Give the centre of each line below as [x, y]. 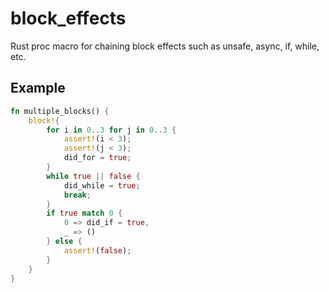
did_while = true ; [102, 185]
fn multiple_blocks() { [60, 111]
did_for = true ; [97, 158]
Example [38, 88]
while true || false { [93, 176]
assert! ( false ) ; [97, 250]
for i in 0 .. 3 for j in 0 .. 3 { [111, 130]
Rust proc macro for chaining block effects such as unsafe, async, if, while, [165, 46]
